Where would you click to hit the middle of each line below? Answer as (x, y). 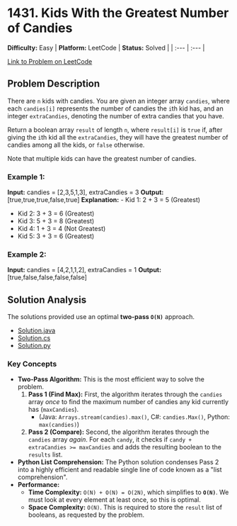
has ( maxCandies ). (53, 410)
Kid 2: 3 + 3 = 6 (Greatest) (56, 213)
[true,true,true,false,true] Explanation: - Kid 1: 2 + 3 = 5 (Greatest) (104, 200)
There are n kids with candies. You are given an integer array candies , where (118, 101)
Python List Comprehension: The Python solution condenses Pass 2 (118, 462)
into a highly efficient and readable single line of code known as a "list (120, 470)
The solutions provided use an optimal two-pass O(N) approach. (101, 317)
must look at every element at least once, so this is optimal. (115, 500)
